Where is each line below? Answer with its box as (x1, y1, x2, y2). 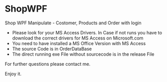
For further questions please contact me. (5, 61, 91, 67)
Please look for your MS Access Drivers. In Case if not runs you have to (12, 29, 162, 35)
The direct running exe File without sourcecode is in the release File (12, 51, 155, 57)
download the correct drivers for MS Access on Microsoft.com (12, 35, 144, 41)
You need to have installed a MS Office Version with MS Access (12, 40, 146, 46)
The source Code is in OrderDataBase (12, 46, 92, 52)
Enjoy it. (5, 70, 22, 76)
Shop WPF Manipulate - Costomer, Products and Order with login (5, 20, 142, 26)
